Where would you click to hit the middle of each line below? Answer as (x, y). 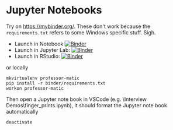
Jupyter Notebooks (54, 10)
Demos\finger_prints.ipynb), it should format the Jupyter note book (87, 105)
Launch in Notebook (39, 44)
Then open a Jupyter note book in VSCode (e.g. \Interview (77, 99)
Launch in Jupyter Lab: (42, 50)
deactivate (19, 122)
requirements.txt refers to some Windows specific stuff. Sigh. (81, 32)
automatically (22, 111)
